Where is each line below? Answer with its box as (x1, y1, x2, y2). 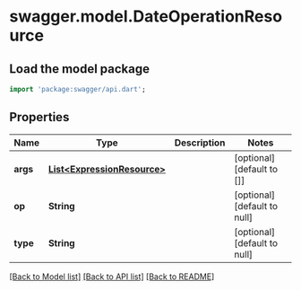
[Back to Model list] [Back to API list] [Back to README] (9, 271, 215, 282)
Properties (9, 110, 70, 125)
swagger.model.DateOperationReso (9, 6, 283, 27)
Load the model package (9, 61, 150, 76)
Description (174, 136, 226, 149)
